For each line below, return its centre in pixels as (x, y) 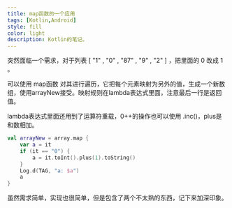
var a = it (36, 144)
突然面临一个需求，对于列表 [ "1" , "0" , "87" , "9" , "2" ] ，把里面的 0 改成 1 (115, 61)
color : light (26, 33)
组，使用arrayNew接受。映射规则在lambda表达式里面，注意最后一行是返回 (115, 93)
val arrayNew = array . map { (48, 138)
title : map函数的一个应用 (41, 14)
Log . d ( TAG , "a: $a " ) (50, 171)
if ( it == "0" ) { (45, 151)
